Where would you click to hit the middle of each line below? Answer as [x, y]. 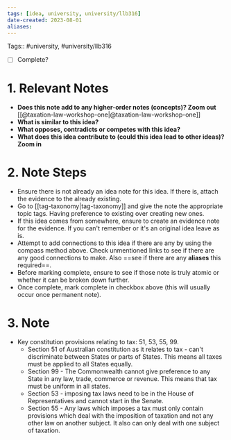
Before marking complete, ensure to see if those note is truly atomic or [118, 273]
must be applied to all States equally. [80, 364]
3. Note [28, 323]
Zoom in [29, 144]
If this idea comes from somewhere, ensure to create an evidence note [118, 221]
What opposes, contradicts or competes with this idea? [99, 130]
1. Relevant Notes [58, 88]
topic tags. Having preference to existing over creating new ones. [111, 214]
